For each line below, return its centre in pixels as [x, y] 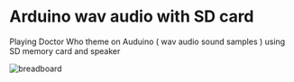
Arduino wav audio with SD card [132, 17]
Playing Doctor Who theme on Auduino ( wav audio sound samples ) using [147, 41]
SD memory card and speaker [65, 50]
